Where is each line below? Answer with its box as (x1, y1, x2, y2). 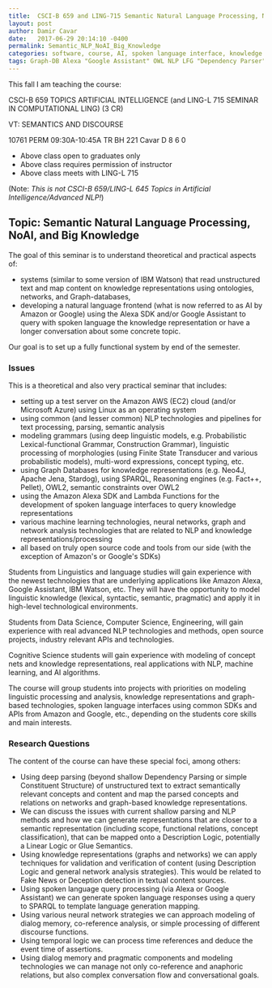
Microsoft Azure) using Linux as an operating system (19, 405, 197, 415)
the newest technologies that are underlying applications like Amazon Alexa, (8, 575, 263, 585)
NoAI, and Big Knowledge (8, 229, 140, 243)
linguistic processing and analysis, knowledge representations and (8, 691, 231, 702)
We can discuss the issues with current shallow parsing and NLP (19, 806, 236, 816)
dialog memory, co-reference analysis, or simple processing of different (19, 918, 261, 929)
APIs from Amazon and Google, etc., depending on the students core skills (8, 709, 257, 719)
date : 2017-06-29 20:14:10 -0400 (8, 34, 129, 43)
